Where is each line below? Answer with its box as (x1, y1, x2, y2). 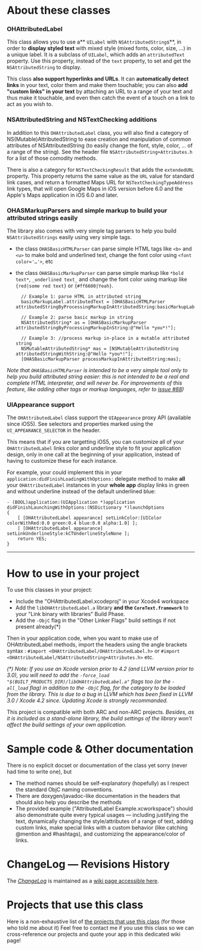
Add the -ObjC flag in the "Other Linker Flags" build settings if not (15, 617, 176, 624)
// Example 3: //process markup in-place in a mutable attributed (21, 335, 190, 342)
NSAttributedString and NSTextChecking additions (7, 116, 157, 124)
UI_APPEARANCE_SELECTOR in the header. (7, 427, 101, 434)
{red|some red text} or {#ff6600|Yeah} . (15, 282, 114, 289)
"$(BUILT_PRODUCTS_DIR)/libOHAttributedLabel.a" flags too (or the (7, 678, 171, 685)
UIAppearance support (7, 401, 75, 409)
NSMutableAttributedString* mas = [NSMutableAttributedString (21, 346, 179, 352)
